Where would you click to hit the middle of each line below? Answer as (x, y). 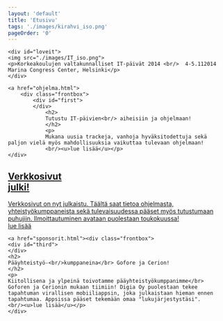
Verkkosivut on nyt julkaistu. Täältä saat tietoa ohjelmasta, (91, 204)
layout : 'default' (34, 14)
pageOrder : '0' (30, 33)
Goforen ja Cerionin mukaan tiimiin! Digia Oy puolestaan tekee (103, 287)
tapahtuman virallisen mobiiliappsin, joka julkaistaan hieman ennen (111, 293)
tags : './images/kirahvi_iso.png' (58, 26)
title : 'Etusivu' (33, 20)
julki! (19, 187)
